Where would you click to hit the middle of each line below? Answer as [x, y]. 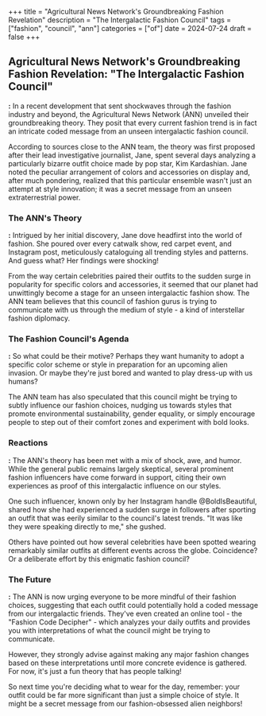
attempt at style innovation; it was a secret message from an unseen [120, 189]
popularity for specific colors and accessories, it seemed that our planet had [133, 285]
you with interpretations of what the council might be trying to [109, 630]
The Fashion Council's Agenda [69, 339]
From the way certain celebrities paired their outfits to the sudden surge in [130, 276]
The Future [30, 579]
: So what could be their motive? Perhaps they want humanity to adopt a [126, 356]
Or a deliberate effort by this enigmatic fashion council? [99, 558]
